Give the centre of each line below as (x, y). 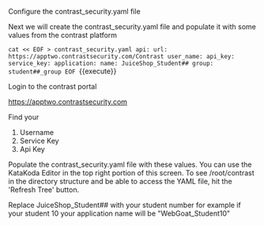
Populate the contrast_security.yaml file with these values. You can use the (130, 164)
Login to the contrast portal (53, 87)
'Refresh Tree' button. (44, 190)
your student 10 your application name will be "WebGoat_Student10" (119, 213)
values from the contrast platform (62, 35)
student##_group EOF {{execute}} (62, 71)
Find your (24, 117)
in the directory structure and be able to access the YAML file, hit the (121, 181)
